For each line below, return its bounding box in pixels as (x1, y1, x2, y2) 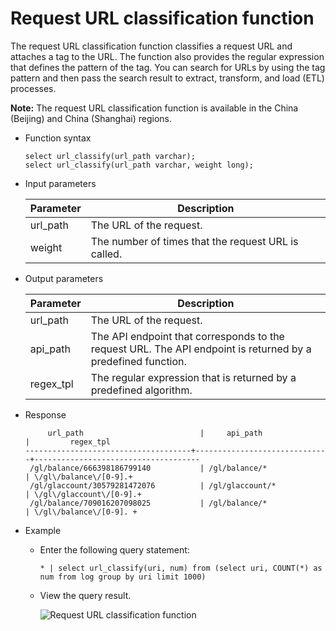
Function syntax (24, 132, 92, 144)
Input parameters (24, 177, 97, 189)
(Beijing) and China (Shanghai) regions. (10, 112, 173, 124)
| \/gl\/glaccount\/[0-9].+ (24, 489, 142, 499)
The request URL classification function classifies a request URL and (10, 40, 293, 52)
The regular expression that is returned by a (90, 370, 297, 384)
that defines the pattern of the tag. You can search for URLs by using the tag (10, 61, 326, 73)
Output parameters (24, 272, 104, 284)
